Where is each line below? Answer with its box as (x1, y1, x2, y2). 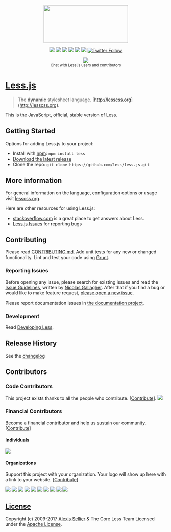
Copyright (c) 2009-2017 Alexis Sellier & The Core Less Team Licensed (5, 516, 155, 522)
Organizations (5, 460, 36, 466)
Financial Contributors (5, 408, 62, 415)
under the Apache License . (5, 521, 62, 527)
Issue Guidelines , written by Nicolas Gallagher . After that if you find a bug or (5, 284, 165, 290)
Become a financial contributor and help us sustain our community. (5, 420, 146, 426)
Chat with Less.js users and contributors (50, 63, 121, 68)
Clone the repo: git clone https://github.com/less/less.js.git (12, 161, 150, 167)
